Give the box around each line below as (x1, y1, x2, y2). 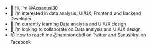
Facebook (10, 39, 31, 45)
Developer (10, 16, 32, 21)
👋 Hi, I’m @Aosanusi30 (10, 5, 58, 11)
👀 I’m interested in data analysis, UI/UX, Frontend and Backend (10, 10, 141, 16)
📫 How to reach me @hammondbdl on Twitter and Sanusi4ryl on (10, 32, 146, 38)
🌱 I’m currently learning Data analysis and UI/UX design (10, 21, 126, 27)
